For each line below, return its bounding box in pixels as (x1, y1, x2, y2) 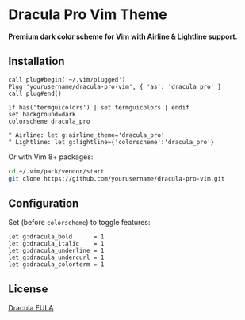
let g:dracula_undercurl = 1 (8, 253, 105, 262)
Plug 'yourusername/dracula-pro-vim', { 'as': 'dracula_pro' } (8, 82, 222, 90)
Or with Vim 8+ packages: (8, 152, 94, 162)
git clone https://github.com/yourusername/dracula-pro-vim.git (8, 174, 225, 183)
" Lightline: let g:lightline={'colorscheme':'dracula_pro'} (8, 138, 215, 146)
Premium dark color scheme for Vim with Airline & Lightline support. (8, 32, 238, 41)
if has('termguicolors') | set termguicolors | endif (8, 103, 190, 112)
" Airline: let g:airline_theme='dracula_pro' (8, 131, 165, 139)
